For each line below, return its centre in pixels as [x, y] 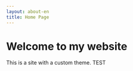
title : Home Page [28, 17]
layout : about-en [28, 12]
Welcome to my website [67, 46]
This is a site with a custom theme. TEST [56, 63]
